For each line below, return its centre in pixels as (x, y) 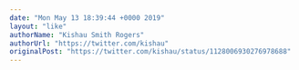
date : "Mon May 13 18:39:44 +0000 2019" (88, 18)
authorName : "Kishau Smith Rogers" (77, 35)
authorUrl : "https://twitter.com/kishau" (89, 43)
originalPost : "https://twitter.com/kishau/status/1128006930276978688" (150, 52)
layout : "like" (38, 26)
